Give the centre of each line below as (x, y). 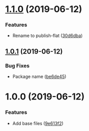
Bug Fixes (17, 65)
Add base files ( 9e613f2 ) (38, 123)
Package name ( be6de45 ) (39, 76)
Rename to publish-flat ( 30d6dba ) (47, 35)
